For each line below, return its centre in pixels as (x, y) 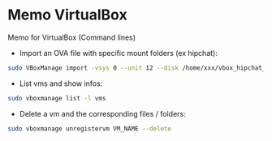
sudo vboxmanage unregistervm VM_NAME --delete (90, 128)
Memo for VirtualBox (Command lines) (71, 37)
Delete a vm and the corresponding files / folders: (102, 113)
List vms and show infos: (61, 83)
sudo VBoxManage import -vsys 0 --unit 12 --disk (93, 68)
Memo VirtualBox (67, 15)
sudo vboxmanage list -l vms (57, 98)
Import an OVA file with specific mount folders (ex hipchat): (119, 53)
